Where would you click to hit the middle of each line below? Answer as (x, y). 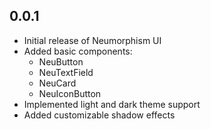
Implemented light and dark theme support (112, 104)
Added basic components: (78, 51)
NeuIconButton (70, 93)
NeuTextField (66, 72)
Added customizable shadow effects (99, 115)
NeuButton (61, 61)
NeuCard (57, 83)
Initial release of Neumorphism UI (92, 40)
